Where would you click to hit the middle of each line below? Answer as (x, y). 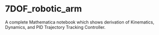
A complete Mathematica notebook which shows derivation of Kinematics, (80, 22)
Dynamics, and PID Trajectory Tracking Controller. (55, 27)
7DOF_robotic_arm (43, 9)
